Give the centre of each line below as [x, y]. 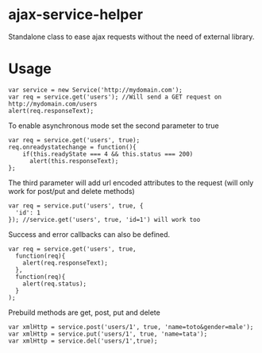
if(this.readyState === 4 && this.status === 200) [108, 154]
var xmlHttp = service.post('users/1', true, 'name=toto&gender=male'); [131, 327]
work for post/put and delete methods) [71, 191]
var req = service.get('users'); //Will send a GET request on [115, 97]
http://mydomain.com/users [53, 104]
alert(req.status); [55, 284]
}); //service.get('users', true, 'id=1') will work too [104, 219]
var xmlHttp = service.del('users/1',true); [83, 341]
